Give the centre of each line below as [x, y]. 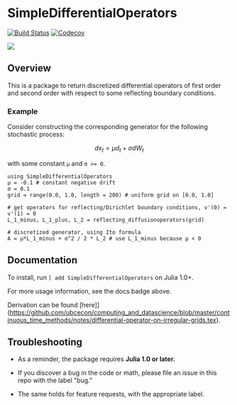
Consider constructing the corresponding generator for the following [108, 127]
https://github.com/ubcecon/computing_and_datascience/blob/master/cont [120, 312]
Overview [29, 68]
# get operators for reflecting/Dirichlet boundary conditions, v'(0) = [117, 207]
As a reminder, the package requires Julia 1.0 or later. [96, 359]
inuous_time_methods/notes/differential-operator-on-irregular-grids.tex [112, 320]
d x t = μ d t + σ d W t [119, 149]
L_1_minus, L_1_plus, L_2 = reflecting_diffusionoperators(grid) [106, 220]
